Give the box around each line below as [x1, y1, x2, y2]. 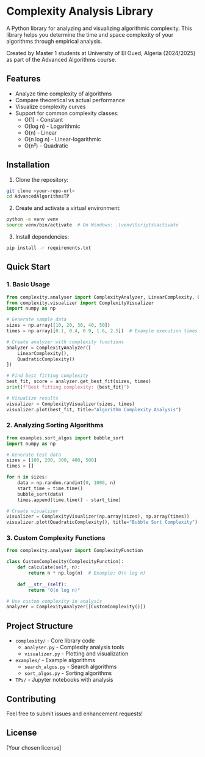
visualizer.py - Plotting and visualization [24, 650, 129, 657]
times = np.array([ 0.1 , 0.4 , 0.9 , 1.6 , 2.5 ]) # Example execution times [6, 328, 198, 334]
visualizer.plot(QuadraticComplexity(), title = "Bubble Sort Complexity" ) [6, 519, 198, 526]
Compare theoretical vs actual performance [15, 96, 125, 103]
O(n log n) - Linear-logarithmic [24, 135, 102, 143]
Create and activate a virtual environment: [15, 204, 121, 212]
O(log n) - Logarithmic [24, 122, 81, 130]
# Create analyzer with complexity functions [6, 338, 124, 345]
